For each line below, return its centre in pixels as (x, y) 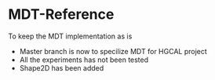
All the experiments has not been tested (84, 60)
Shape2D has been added (62, 67)
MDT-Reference (61, 15)
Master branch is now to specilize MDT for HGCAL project (113, 51)
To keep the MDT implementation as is (70, 36)
